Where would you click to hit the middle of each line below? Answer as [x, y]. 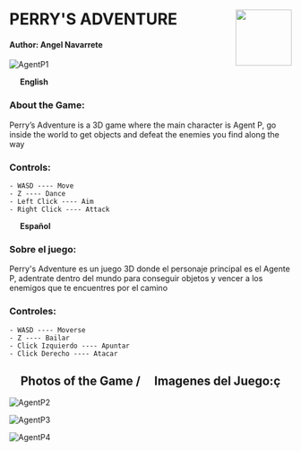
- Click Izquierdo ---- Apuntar [69, 346]
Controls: [30, 167]
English [34, 82]
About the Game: [47, 105]
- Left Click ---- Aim [52, 201]
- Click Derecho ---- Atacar [64, 354]
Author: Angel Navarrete [56, 44]
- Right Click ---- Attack [60, 209]
